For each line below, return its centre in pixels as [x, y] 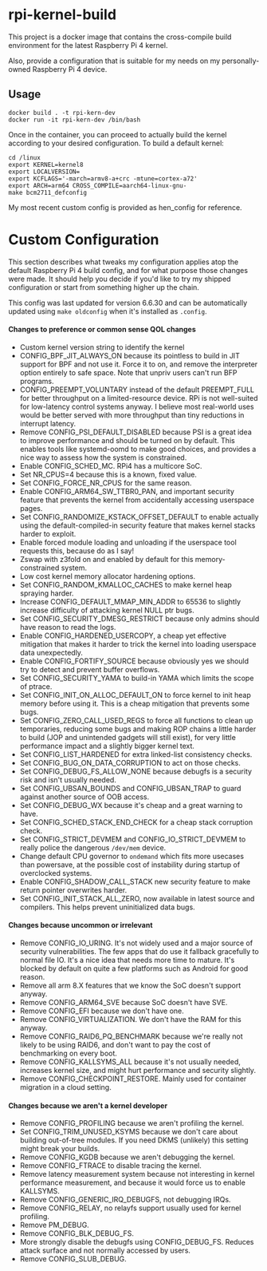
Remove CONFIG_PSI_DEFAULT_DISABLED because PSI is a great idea [136, 432]
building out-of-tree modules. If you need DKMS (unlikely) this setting [134, 1140]
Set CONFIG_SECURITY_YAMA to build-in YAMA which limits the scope [137, 678]
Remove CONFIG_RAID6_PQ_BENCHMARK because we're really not [131, 1036]
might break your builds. [60, 1149]
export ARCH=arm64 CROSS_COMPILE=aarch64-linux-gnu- [98, 185]
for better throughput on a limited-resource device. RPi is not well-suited [139, 398]
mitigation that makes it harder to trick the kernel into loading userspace [138, 643]
